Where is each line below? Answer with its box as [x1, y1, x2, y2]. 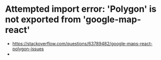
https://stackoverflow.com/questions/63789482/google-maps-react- [12, 40, 153, 46]
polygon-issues [12, 46, 44, 52]
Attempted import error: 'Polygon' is [5, 3, 157, 15]
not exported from [5, 14, 81, 25]
